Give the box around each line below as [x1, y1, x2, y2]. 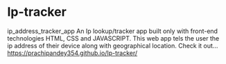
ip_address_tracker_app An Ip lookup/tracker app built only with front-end [7, 27, 218, 35]
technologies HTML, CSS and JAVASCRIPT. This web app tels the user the [7, 34, 220, 42]
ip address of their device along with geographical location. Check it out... [7, 41, 218, 50]
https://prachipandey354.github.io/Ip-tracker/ [7, 49, 138, 57]
